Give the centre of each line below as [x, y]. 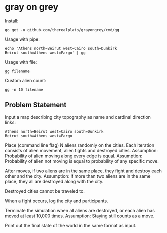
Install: [12, 21]
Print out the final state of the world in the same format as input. [71, 225]
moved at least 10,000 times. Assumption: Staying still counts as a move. [80, 216]
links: [11, 122]
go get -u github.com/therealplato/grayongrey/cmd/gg [62, 30]
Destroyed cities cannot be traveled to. [45, 191]
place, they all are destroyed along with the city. [54, 181]
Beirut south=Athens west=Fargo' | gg [45, 53]
